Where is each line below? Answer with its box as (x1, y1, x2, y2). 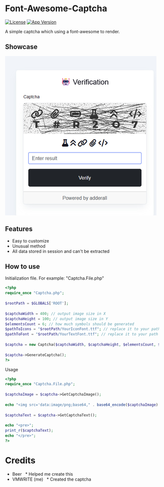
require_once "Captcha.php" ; (5, 290, 64, 296)
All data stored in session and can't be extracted (12, 248, 110, 254)
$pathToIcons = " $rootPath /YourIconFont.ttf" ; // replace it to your (5, 327, 150, 332)
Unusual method (12, 243, 45, 249)
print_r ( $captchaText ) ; (5, 428, 54, 433)
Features (5, 225, 33, 233)
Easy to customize (12, 238, 49, 243)
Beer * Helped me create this (12, 471, 73, 477)
